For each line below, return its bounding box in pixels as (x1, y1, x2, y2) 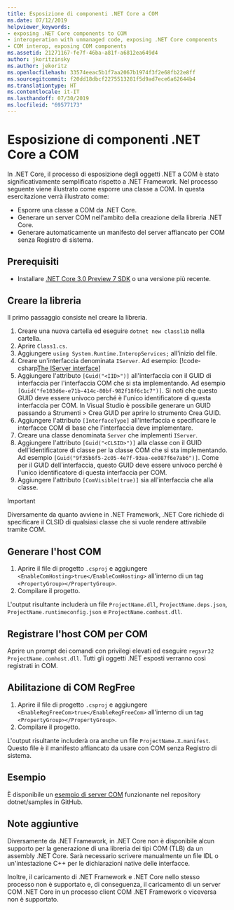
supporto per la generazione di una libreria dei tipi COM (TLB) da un (7, 844, 203, 853)
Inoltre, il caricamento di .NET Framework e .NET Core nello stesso (7, 872, 200, 881)
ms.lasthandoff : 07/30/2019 (7, 95, 90, 102)
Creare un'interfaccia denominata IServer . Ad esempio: (17, 357, 179, 365)
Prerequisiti (7, 256, 60, 268)
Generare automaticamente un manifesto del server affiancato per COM (17, 228, 226, 236)
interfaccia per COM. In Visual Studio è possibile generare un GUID (17, 401, 212, 410)
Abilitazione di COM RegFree (7, 681, 135, 694)
